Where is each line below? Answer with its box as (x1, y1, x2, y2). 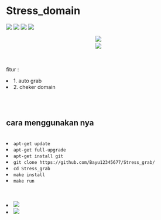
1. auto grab (13, 77, 42, 84)
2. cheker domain (13, 83, 56, 90)
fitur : (6, 66, 19, 73)
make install (13, 171, 45, 178)
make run (13, 178, 35, 184)
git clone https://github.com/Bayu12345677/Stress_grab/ (13, 159, 155, 165)
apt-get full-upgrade (13, 147, 66, 153)
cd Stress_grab (13, 166, 51, 171)
